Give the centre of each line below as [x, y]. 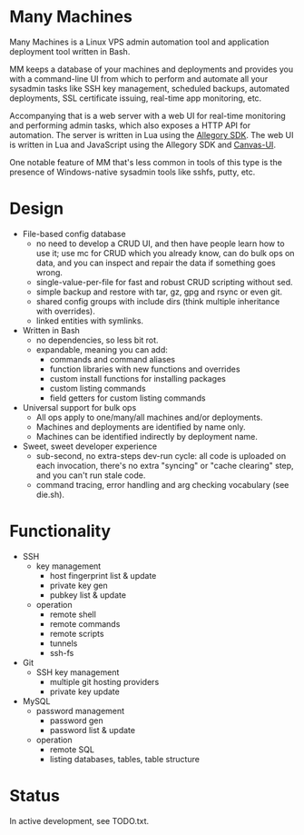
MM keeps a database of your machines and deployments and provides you [151, 69]
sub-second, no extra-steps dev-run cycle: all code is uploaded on [161, 455]
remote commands [85, 623]
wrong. [49, 272]
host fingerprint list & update [103, 575]
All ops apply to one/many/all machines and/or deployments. [149, 417]
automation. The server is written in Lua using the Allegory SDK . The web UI [152, 134]
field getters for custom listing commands [127, 398]
